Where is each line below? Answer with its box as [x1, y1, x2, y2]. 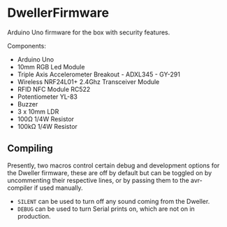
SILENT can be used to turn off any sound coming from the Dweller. [17, 197, 210, 205]
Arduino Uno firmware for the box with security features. [7, 28, 170, 36]
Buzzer [17, 99, 38, 108]
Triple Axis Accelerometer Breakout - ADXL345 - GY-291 [17, 70, 180, 78]
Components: [7, 41, 47, 50]
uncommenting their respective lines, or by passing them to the [7, 176, 190, 184]
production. [17, 212, 51, 220]
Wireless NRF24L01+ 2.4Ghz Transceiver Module [17, 77, 160, 85]
